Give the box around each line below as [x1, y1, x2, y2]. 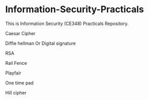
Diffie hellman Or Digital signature [5, 40, 76, 46]
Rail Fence [5, 60, 27, 66]
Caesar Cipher [5, 30, 36, 36]
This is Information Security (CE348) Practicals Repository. [5, 20, 129, 27]
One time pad [5, 80, 34, 86]
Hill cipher [5, 89, 27, 95]
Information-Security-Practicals [5, 4, 144, 15]
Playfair [5, 70, 21, 76]
